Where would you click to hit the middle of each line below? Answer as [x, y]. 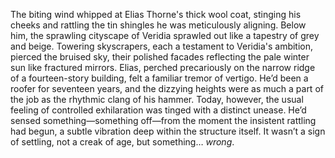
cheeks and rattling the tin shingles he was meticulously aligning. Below [158, 25]
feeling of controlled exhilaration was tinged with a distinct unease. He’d [158, 110]
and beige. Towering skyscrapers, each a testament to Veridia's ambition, [162, 46]
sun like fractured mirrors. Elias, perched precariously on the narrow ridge [163, 67]
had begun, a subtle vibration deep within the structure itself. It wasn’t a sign [168, 131]
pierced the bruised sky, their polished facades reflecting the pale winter [160, 57]
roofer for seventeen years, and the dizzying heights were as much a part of [167, 88]
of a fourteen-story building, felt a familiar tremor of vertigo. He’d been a [159, 78]
